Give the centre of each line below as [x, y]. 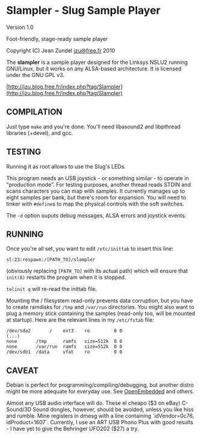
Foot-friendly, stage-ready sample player [57, 39]
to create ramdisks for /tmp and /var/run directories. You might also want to [100, 307]
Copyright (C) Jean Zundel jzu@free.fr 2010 [61, 50]
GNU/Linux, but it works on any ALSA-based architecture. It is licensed [94, 68]
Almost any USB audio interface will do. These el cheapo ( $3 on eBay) [93, 403]
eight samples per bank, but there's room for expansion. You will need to [96, 197]
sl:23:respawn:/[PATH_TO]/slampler [51, 260]
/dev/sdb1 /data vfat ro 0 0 [64, 352]
